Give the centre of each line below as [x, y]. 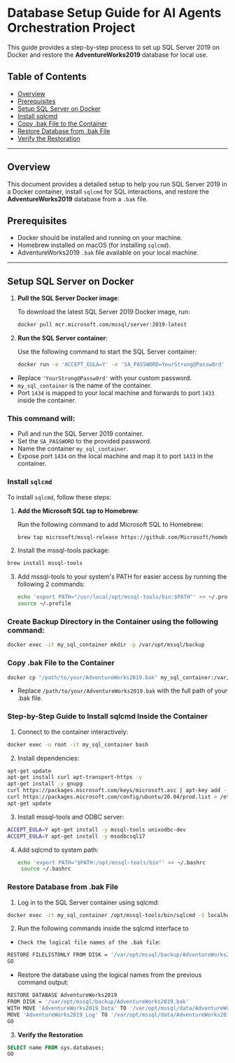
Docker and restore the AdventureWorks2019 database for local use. [108, 55]
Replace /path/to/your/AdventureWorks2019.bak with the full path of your [122, 691]
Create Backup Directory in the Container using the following [113, 621]
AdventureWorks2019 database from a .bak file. [78, 199]
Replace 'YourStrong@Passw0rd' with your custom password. [105, 377]
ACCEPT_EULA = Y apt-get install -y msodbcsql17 [76, 836]
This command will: [41, 418]
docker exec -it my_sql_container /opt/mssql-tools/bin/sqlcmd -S [106, 915]
